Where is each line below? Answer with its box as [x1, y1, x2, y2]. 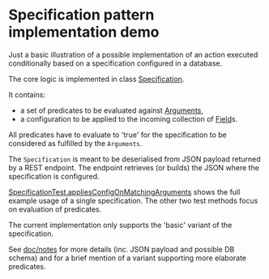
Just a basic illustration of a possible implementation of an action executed [8, 49, 258, 59]
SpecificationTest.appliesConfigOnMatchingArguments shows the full [8, 187, 241, 196]
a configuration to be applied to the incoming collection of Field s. [19, 114, 238, 123]
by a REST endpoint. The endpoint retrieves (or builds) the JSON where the [8, 162, 259, 172]
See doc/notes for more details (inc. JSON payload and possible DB [8, 244, 235, 254]
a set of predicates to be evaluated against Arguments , [19, 105, 204, 115]
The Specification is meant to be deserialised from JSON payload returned [8, 154, 261, 164]
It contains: [8, 89, 46, 99]
